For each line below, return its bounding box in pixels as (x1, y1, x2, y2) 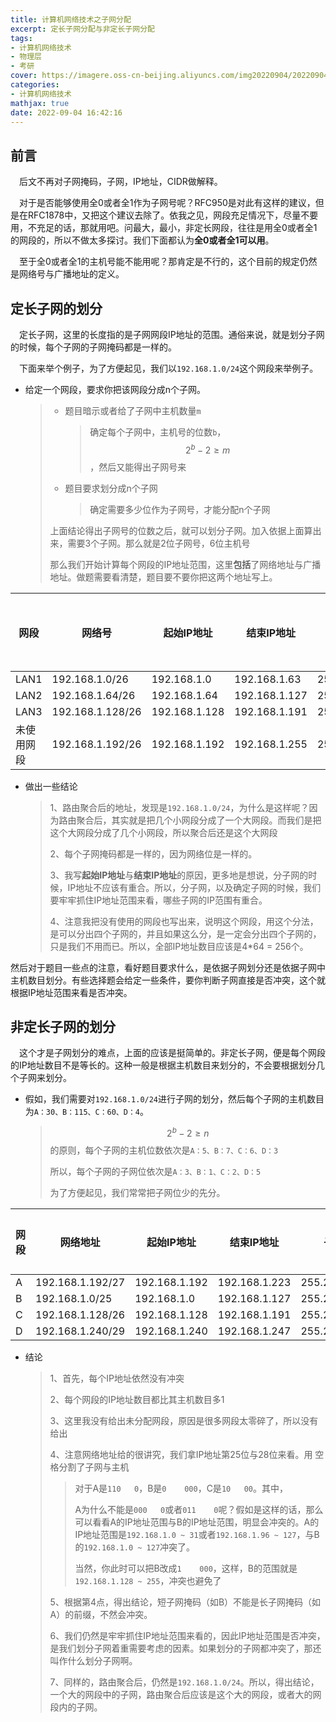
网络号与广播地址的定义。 (18, 268, 125, 280)
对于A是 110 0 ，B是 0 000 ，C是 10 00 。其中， (74, 1482, 288, 1495)
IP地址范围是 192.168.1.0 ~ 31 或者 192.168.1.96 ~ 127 (74, 1529, 297, 1541)
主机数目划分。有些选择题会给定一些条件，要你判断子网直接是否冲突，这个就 (10, 974, 326, 986)
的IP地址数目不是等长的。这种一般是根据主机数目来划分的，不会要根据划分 (10, 1059, 317, 1071)
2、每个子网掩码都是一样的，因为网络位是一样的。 (49, 847, 258, 860)
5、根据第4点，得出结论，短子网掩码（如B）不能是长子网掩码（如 (49, 1596, 322, 1608)
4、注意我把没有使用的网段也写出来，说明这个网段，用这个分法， (49, 915, 319, 927)
